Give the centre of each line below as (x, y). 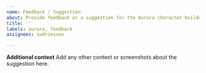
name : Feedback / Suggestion (44, 12)
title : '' (19, 23)
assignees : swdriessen (35, 35)
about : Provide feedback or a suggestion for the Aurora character (94, 18)
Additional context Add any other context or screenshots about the (92, 57)
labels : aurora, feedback (39, 29)
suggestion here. (28, 64)
